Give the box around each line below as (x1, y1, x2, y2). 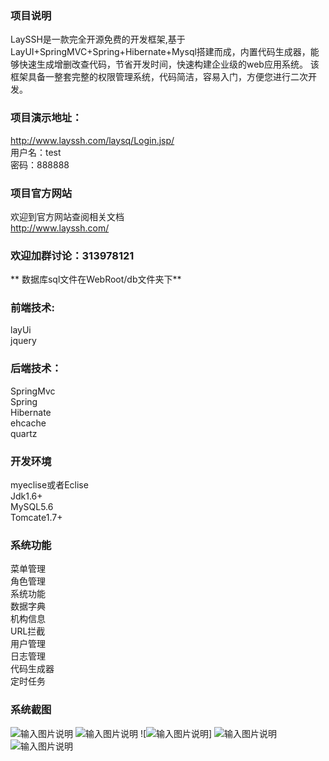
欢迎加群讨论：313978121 (10, 248, 135, 262)
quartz (10, 427, 38, 439)
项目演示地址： (10, 111, 83, 125)
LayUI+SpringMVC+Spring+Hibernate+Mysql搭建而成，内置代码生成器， (10, 46, 311, 58)
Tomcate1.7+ (10, 512, 63, 524)
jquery (10, 335, 37, 347)
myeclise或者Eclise (10, 479, 89, 491)
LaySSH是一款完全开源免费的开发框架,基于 (10, 33, 186, 46)
